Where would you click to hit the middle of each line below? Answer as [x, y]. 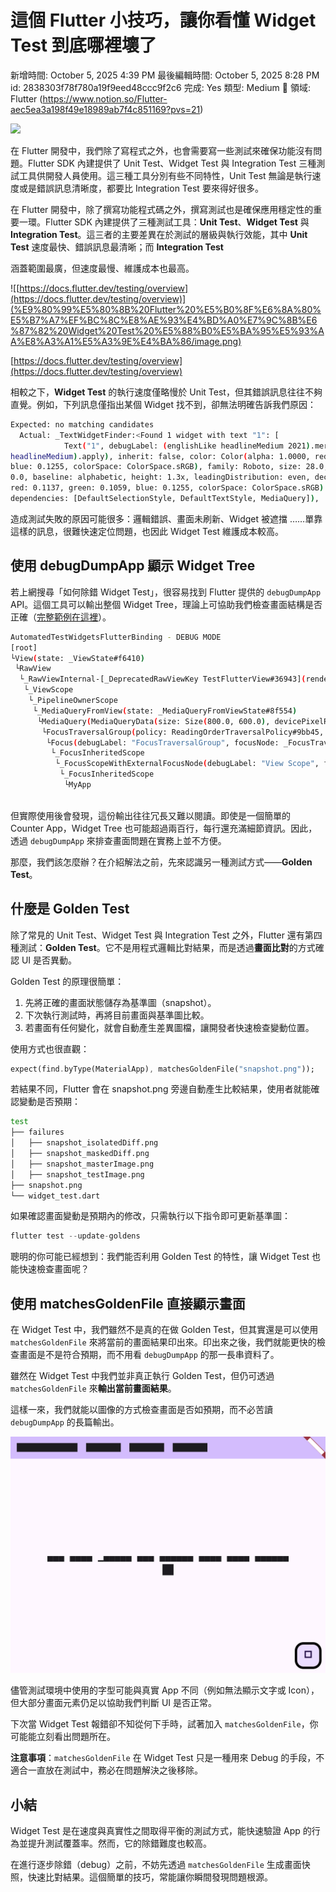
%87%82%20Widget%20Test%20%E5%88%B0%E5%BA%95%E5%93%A [167, 330]
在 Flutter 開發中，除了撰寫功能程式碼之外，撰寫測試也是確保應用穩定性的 [162, 209]
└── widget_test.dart [55, 1196]
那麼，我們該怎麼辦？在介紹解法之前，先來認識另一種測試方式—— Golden [161, 862]
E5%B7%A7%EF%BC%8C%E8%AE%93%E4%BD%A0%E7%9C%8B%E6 [164, 320]
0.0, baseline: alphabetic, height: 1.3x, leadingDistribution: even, [160, 477]
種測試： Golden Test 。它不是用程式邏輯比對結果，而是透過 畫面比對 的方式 [163, 947]
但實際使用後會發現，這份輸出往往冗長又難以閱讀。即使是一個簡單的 [150, 815]
